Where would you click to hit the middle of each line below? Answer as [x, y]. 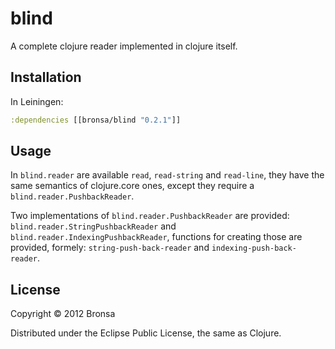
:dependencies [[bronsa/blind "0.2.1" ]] [96, 120]
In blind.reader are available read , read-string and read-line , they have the [167, 175]
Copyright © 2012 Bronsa [63, 314]
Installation [46, 77]
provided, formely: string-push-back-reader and [110, 248]
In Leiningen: [37, 101]
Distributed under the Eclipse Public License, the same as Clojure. [146, 333]
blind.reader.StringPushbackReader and [93, 226]
